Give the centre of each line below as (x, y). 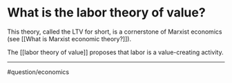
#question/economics (38, 72)
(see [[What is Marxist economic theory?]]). (69, 38)
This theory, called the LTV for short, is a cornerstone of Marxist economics (115, 32)
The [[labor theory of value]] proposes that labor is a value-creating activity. (115, 52)
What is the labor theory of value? (106, 13)
